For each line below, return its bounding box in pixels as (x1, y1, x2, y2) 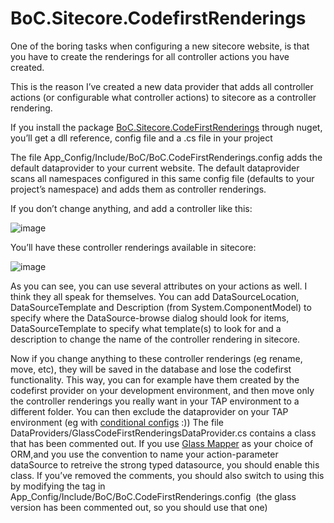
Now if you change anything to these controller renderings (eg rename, (10, 352, 303, 364)
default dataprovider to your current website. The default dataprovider (10, 162, 300, 174)
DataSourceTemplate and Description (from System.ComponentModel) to (10, 301, 312, 313)
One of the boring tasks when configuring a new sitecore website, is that (10, 40, 310, 52)
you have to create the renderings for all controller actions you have (10, 50, 290, 62)
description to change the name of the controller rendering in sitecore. (10, 333, 301, 345)
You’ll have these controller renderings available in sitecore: (10, 241, 257, 253)
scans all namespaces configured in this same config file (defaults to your (10, 172, 315, 184)
